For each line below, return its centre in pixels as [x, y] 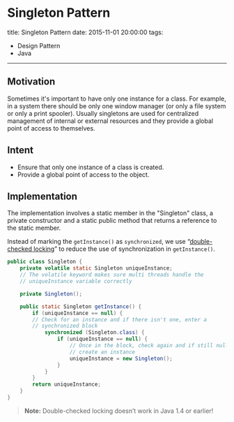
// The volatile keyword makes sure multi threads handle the [112, 275]
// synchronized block [65, 326]
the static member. [34, 228]
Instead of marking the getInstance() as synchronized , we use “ [99, 242]
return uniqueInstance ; [67, 385]
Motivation [31, 82]
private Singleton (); [51, 294]
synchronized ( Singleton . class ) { [94, 333]
